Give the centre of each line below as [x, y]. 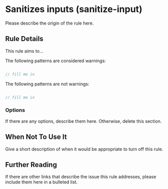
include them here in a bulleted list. [41, 182]
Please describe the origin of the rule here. [50, 23]
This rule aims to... [24, 51]
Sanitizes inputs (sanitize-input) [74, 9]
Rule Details [24, 39]
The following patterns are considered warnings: [56, 61]
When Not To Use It [36, 137]
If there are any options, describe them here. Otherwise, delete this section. [83, 121]
